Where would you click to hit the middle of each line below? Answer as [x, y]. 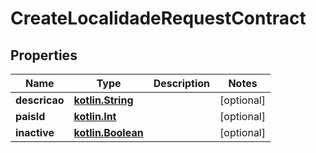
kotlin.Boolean [108, 132]
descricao [40, 100]
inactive [35, 132]
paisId [30, 116]
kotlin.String [103, 100]
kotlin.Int [95, 116]
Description [182, 83]
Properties [44, 55]
